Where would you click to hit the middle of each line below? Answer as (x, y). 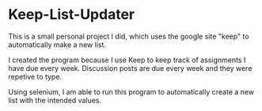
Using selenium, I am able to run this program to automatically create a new (131, 91)
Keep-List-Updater (72, 15)
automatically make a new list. (57, 44)
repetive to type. (35, 76)
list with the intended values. (55, 100)
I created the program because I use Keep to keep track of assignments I (127, 60)
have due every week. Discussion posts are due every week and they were (130, 68)
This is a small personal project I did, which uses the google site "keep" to (129, 36)
